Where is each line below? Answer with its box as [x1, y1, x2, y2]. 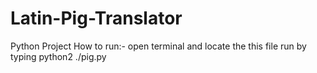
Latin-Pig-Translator [10, 7, 183, 30]
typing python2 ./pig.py [10, 50, 107, 62]
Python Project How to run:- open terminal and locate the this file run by [10, 40, 307, 52]
